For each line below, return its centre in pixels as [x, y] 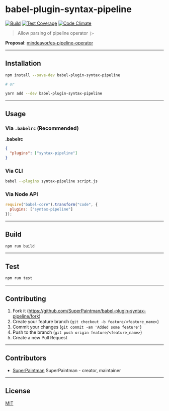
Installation [23, 63]
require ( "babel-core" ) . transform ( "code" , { [52, 205]
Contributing [26, 299]
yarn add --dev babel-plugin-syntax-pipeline [54, 93]
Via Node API [22, 194]
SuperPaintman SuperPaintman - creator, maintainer [67, 370]
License [18, 391]
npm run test [19, 278]
